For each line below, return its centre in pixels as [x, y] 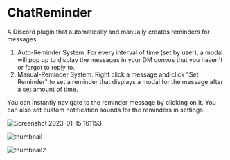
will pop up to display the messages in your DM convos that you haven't [120, 59]
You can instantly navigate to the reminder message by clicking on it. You [112, 102]
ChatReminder [50, 13]
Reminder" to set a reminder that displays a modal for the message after [120, 81]
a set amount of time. [47, 89]
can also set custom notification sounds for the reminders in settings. [106, 110]
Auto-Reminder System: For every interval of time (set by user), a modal [120, 52]
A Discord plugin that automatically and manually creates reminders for [108, 32]
